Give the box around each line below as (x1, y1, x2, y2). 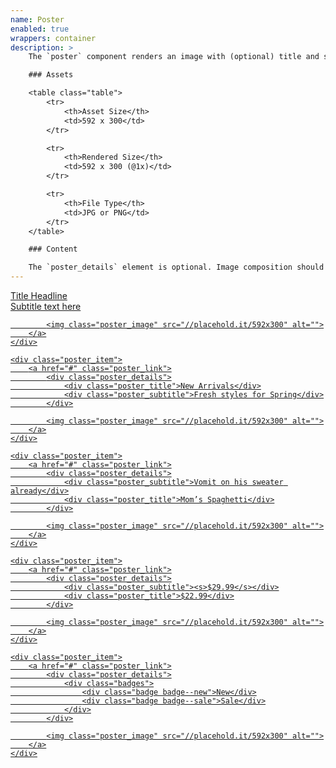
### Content (28, 244, 78, 255)
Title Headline (10, 290, 68, 301)
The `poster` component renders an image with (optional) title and (28, 52, 320, 62)
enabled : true (10, 24, 70, 34)
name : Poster (10, 14, 65, 25)
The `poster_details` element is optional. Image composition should (28, 262, 325, 273)
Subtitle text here (10, 301, 82, 312)
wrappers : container (10, 33, 97, 43)
